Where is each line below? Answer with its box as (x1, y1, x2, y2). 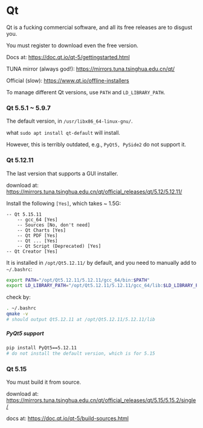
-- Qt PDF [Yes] (17, 232, 59, 239)
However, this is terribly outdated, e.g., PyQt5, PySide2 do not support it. (6, 141, 186, 148)
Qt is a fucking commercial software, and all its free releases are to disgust (6, 24, 192, 31)
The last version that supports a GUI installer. (6, 170, 118, 177)
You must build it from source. (6, 378, 82, 386)
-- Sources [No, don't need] (17, 222, 91, 228)
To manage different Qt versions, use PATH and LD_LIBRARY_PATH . (6, 88, 166, 96)
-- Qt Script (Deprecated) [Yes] (17, 243, 101, 249)
